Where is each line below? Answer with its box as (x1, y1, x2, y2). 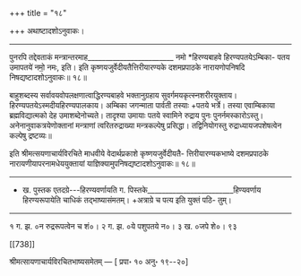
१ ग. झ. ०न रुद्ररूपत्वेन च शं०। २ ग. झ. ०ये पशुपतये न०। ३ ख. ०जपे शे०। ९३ (9, 221, 237, 231)
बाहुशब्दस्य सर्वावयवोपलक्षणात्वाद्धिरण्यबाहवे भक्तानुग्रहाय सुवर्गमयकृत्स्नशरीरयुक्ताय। (9, 90, 237, 100)
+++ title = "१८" (9, 8, 67, 18)
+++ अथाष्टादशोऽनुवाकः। (9, 26, 85, 36)
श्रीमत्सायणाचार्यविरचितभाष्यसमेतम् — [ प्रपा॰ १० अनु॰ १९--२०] (9, 256, 189, 267)
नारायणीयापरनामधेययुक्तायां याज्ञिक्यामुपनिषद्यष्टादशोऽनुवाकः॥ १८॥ (9, 159, 195, 168)
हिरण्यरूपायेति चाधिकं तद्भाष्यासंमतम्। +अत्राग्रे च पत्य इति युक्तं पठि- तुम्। (21, 194, 232, 205)
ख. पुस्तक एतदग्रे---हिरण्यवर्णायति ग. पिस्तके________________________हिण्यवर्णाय (21, 185, 262, 195)
